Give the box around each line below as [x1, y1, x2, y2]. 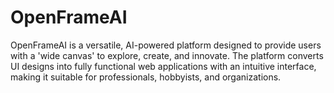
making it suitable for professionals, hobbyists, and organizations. [10, 71, 282, 83]
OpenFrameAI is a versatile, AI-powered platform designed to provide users [10, 39, 322, 51]
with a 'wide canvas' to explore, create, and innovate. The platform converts [10, 49, 324, 61]
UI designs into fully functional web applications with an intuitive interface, [10, 60, 317, 72]
